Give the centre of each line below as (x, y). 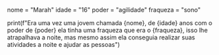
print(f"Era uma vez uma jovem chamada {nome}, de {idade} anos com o (110, 23)
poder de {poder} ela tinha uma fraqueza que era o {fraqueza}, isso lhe (107, 30)
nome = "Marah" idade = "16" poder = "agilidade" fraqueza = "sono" (104, 10)
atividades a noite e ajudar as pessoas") (64, 44)
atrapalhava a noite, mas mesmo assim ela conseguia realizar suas (101, 37)
